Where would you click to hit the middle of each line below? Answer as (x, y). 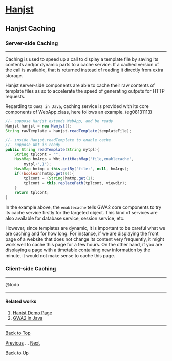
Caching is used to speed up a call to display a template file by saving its (82, 59)
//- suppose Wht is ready (33, 145)
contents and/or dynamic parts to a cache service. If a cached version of (82, 64)
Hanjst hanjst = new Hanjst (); (39, 126)
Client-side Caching (31, 268)
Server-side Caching (32, 43)
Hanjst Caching (30, 29)
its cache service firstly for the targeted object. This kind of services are (81, 212)
